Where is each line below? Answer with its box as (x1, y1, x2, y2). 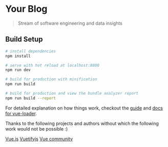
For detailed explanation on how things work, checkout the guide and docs (5, 105, 163, 111)
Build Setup (5, 35, 43, 44)
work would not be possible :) (5, 125, 68, 132)
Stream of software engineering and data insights (17, 20, 123, 26)
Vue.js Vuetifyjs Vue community (5, 136, 73, 142)
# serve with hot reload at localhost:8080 (5, 63, 100, 68)
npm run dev (5, 67, 31, 72)
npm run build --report (5, 96, 56, 101)
